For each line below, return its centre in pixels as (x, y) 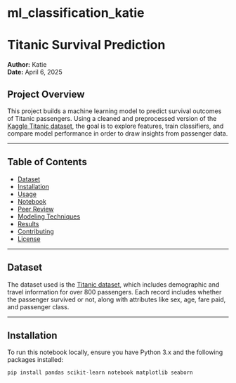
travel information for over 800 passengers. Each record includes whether (114, 292)
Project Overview (46, 94)
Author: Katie (27, 65)
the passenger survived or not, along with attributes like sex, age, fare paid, (117, 299)
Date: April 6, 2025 (35, 72)
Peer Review (35, 209)
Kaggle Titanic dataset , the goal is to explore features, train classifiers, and (116, 126)
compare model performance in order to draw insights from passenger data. (118, 133)
